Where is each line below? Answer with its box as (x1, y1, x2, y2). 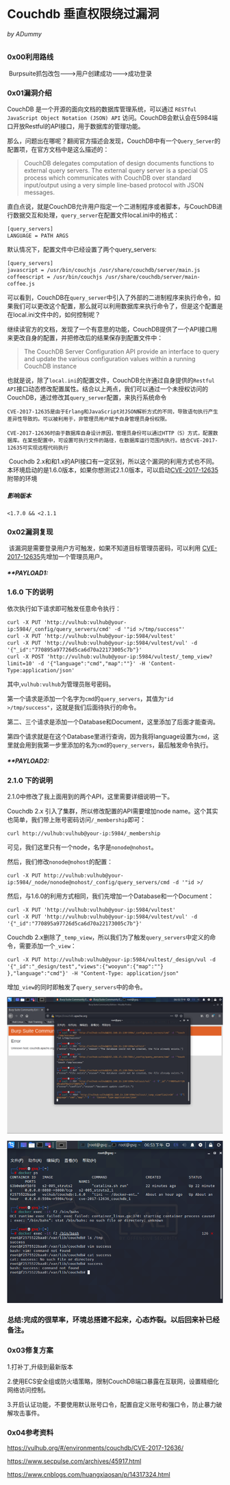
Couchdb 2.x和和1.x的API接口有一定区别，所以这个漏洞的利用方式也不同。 (8, 457, 218, 465)
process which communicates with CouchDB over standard (23, 174, 192, 182)
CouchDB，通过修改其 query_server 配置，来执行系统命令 (7, 393, 167, 402)
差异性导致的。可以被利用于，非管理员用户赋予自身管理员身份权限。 (7, 416, 170, 423)
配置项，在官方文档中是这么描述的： (7, 146, 110, 154)
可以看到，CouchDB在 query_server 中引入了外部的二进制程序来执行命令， (7, 293, 215, 302)
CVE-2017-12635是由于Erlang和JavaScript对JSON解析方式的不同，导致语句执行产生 (7, 408, 219, 415)
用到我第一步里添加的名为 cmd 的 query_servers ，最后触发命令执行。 (25, 741, 212, 749)
